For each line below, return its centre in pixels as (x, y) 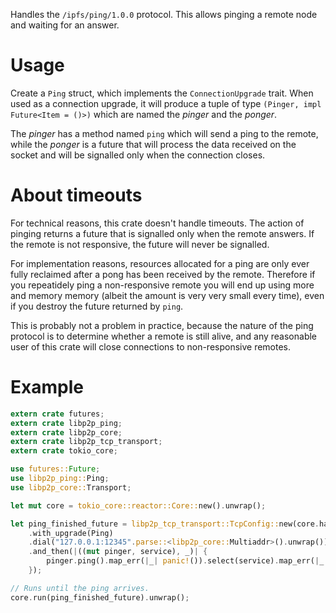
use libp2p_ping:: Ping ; (60, 479)
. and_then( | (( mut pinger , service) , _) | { (118, 552)
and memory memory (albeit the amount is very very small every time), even (167, 295)
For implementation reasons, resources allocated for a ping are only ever (160, 263)
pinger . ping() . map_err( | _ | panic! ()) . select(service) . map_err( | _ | (187, 561)
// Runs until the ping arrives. (80, 588)
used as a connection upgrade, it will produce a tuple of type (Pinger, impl (166, 103)
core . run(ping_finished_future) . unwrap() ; (100, 597)
